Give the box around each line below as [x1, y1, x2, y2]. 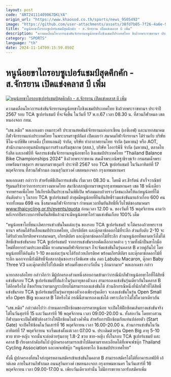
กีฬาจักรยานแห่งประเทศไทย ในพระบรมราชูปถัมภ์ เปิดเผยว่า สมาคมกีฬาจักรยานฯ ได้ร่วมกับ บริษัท [6, 132, 165, 139]
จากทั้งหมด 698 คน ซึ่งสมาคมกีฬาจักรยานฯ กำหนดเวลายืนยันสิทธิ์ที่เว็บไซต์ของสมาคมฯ [6, 200, 150, 206]
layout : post [6, 7, 33, 13]
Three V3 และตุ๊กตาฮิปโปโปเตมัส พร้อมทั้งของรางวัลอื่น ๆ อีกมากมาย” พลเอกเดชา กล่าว [6, 261, 153, 267]
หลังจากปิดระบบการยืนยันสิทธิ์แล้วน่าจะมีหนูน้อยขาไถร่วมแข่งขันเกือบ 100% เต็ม [6, 211, 139, 217]
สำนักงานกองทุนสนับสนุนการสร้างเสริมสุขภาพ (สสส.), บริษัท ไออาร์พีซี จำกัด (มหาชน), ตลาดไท [6, 144, 164, 150]
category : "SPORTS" [6, 36, 47, 41]
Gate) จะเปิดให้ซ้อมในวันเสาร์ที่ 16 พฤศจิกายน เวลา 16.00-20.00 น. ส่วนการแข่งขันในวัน [6, 322, 160, 328]
